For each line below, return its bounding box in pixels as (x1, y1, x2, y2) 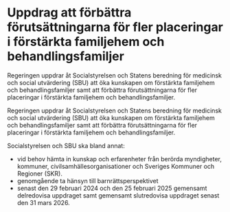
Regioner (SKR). (16, 169, 63, 178)
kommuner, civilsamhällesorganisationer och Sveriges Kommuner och (16, 162, 215, 170)
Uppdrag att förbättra (7, 5, 132, 21)
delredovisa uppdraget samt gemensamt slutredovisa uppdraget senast (16, 191, 220, 200)
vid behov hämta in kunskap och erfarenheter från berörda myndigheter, (16, 154, 222, 163)
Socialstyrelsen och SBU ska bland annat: (7, 141, 125, 150)
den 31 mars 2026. (16, 198, 70, 207)
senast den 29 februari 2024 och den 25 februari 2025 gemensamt (16, 184, 207, 192)
